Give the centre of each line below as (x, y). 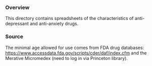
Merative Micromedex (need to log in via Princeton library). (66, 58)
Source (14, 36)
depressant (17, 23)
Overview (17, 7)
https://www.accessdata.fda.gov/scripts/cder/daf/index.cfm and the (76, 53)
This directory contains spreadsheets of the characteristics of (69, 18)
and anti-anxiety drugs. (54, 23)
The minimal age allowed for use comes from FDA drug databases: (75, 47)
